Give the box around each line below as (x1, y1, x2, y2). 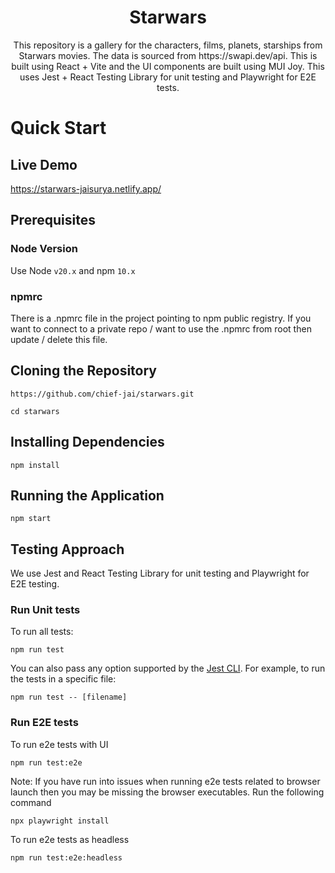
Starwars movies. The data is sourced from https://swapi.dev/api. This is (18, 49, 318, 61)
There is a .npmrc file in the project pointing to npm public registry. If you (10, 312, 312, 324)
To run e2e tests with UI (10, 738, 109, 750)
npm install (10, 460, 60, 470)
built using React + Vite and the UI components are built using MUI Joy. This (11, 60, 325, 72)
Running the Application (10, 487, 165, 504)
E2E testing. (10, 578, 60, 590)
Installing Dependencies (10, 434, 165, 451)
